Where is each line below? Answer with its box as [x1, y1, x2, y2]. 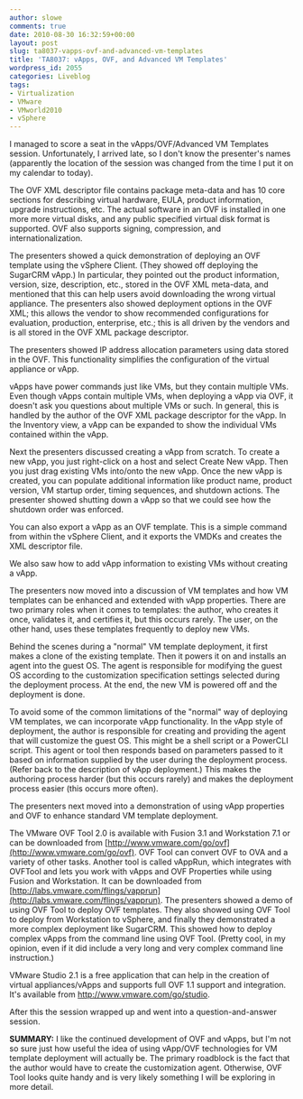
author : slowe [9, 13, 63, 23]
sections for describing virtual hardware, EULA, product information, [9, 195, 263, 206]
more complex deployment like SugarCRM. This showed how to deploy [9, 924, 272, 935]
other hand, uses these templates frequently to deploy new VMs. [9, 623, 251, 634]
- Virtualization [9, 88, 75, 97]
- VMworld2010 [9, 106, 63, 115]
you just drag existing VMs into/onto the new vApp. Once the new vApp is [9, 466, 282, 476]
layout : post [9, 38, 59, 48]
